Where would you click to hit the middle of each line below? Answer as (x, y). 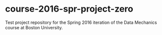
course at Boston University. (34, 27)
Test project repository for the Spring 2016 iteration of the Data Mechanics (81, 22)
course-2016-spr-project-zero (69, 9)
